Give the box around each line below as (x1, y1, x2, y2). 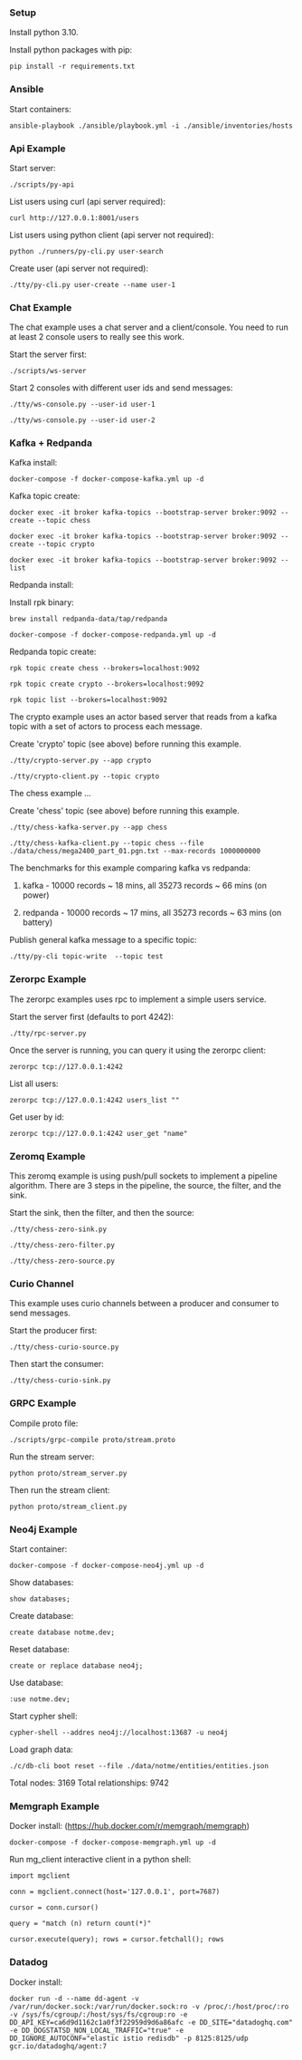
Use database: (9, 1677, 64, 1688)
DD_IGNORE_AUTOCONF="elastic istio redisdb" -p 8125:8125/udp (9, 2034, 249, 2043)
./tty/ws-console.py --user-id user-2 (9, 416, 156, 425)
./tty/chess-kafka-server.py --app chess (9, 823, 168, 833)
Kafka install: (9, 457, 58, 468)
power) (22, 890, 50, 900)
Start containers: (9, 103, 72, 114)
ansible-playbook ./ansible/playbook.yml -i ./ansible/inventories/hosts (9, 120, 294, 130)
